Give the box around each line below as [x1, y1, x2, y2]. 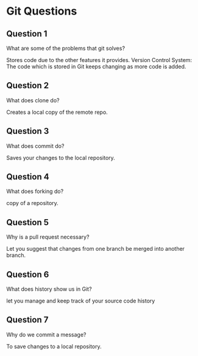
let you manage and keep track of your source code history [6, 297, 155, 305]
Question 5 [6, 217, 49, 228]
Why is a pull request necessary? [6, 233, 90, 241]
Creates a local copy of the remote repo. [6, 108, 108, 116]
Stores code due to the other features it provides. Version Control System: [6, 57, 193, 63]
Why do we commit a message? [6, 330, 87, 338]
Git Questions [6, 4, 77, 18]
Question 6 [6, 269, 49, 279]
